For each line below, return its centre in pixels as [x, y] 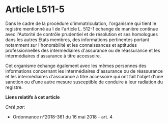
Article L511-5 [35, 9]
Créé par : [15, 107]
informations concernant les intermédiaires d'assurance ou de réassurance [84, 71]
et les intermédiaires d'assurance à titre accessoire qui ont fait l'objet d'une [84, 76]
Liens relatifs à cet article [33, 97]
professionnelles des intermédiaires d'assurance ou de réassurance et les [83, 50]
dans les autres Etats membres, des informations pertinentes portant [77, 40]
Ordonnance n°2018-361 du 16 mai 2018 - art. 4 [63, 117]
